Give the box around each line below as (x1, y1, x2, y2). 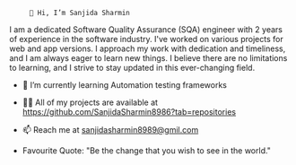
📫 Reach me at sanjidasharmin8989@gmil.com (22, 125, 199, 135)
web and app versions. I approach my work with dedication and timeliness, (9, 43, 286, 54)
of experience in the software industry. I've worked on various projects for (9, 34, 284, 44)
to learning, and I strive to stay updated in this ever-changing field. (9, 63, 256, 73)
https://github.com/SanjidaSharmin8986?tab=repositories (22, 107, 236, 117)
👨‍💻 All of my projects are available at (22, 97, 159, 108)
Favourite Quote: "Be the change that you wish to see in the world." (22, 145, 272, 156)
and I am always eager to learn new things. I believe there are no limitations (9, 53, 288, 63)
